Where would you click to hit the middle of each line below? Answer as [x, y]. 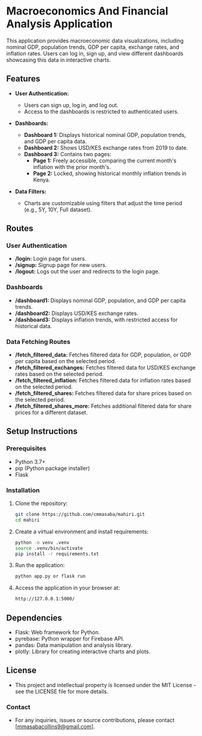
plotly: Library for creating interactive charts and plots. [83, 651]
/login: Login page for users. [51, 259]
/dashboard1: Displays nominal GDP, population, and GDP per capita [100, 300]
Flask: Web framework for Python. [58, 632]
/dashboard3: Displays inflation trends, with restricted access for [96, 319]
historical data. [33, 326]
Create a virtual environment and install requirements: [82, 531]
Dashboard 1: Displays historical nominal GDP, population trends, [105, 135]
